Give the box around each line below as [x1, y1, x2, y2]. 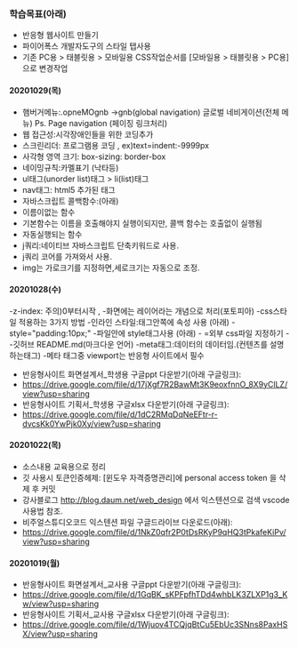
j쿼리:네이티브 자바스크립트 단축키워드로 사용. [21, 240, 180, 251]
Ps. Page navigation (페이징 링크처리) [34, 117, 168, 128]
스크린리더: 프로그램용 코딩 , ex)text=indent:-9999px [21, 140, 210, 150]
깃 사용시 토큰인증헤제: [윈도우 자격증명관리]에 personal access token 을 [21, 472, 278, 483]
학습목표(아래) [9, 7, 67, 20]
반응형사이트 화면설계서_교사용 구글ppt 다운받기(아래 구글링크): [21, 580, 242, 590]
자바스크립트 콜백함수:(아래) [21, 196, 119, 206]
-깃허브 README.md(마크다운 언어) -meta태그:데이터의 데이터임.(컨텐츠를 [9, 339, 269, 349]
